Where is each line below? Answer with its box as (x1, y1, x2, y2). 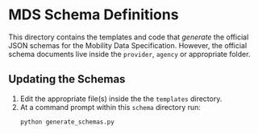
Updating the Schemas (8, 72, 126, 86)
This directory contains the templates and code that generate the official (8, 32, 249, 42)
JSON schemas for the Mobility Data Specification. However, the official (8, 40, 248, 50)
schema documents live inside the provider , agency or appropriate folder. (8, 49, 251, 59)
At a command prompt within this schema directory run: (19, 102, 202, 112)
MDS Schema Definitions (8, 6, 179, 24)
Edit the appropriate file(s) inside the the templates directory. (19, 94, 223, 104)
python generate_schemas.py (19, 118, 114, 126)
